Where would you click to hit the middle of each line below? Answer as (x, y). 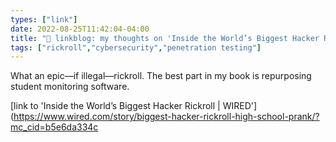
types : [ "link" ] (44, 19)
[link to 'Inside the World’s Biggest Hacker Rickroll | (115, 106)
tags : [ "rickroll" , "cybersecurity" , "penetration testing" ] (136, 47)
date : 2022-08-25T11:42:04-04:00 (80, 29)
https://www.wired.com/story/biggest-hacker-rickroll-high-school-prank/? (166, 117)
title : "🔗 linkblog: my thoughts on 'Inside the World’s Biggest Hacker (165, 38)
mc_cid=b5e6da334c (54, 127)
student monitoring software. (70, 87)
